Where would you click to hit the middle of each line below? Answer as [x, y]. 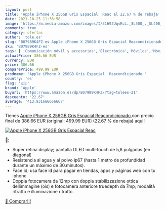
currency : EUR [20, 60]
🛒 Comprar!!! [18, 201]
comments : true [21, 28]
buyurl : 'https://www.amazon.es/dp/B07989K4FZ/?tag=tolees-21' [72, 92]
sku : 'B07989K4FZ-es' [27, 46]
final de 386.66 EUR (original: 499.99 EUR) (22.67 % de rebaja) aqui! [75, 121]
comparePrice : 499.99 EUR [32, 70]
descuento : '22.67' [25, 97]
